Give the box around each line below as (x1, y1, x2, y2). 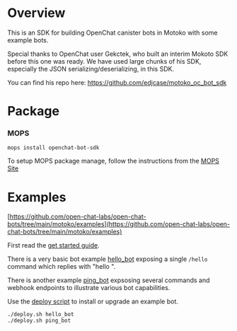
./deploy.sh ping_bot (7, 317, 71, 325)
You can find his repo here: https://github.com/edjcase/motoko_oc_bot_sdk (7, 78, 227, 86)
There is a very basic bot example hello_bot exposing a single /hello (7, 255, 208, 263)
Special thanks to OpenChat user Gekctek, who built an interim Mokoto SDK (7, 50, 229, 58)
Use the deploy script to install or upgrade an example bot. (7, 297, 179, 306)
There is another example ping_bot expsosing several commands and (7, 276, 210, 284)
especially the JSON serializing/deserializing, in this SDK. (7, 64, 175, 73)
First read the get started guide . (7, 241, 100, 250)
